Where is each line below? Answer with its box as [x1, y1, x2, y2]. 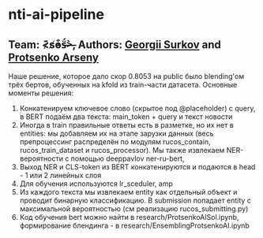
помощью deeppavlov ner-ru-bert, [70, 154, 185, 163]
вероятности [19, 154, 63, 163]
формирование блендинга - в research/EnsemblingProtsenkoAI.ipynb [19, 221, 250, 230]
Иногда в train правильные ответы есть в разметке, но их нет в [19, 121, 235, 129]
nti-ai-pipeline [8, 6, 105, 24]
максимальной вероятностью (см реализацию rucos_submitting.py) [19, 204, 249, 214]
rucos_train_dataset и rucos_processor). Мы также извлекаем [19, 146, 225, 154]
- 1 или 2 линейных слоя [19, 171, 102, 180]
